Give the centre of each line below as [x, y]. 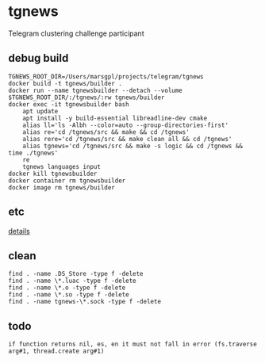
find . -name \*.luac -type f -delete [72, 281]
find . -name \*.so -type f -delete [69, 295]
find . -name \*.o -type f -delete [67, 288]
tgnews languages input [62, 166]
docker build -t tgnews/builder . [65, 83]
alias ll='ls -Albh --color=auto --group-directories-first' [125, 125]
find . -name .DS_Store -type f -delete [76, 274]
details [19, 231]
